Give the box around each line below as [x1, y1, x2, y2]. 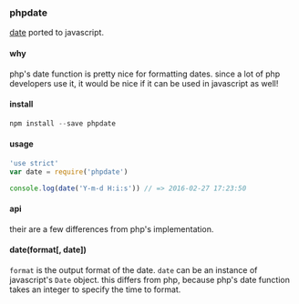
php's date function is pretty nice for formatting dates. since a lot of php [9, 68, 281, 79]
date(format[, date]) [9, 244, 87, 256]
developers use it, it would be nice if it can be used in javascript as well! [9, 77, 279, 88]
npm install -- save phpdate [9, 118, 117, 128]
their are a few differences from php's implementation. [9, 223, 214, 234]
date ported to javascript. [9, 27, 105, 38]
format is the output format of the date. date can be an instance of [9, 264, 258, 275]
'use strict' [9, 158, 59, 167]
